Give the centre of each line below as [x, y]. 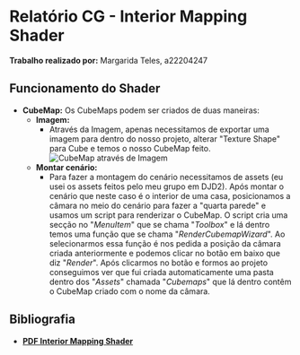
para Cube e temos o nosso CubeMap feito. [130, 148]
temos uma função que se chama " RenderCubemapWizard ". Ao [167, 234]
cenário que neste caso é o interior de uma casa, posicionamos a [170, 195]
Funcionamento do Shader [85, 88]
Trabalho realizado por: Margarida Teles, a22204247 [109, 60]
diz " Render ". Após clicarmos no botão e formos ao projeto [158, 263]
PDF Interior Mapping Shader [78, 341]
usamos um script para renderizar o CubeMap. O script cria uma [168, 215]
